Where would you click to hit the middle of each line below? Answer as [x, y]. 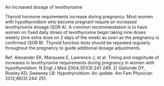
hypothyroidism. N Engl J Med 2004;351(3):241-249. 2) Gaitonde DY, [75, 68]
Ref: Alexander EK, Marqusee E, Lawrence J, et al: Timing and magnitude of [82, 57]
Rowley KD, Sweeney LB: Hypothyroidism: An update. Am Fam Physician [79, 73]
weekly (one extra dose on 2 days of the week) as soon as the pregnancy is [82, 37]
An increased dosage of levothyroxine [44, 7]
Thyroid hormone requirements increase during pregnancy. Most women [79, 16]
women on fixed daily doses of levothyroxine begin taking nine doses [76, 32]
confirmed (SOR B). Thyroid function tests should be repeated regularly [78, 43]
